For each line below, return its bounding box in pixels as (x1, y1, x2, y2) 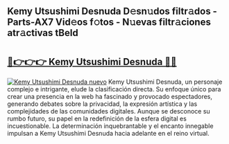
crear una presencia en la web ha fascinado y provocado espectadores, (7, 93, 213, 100)
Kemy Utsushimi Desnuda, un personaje (108, 78, 223, 86)
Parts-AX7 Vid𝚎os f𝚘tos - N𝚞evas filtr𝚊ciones (7, 17, 212, 28)
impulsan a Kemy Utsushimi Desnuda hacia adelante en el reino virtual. (7, 129, 210, 137)
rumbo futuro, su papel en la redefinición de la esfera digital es (7, 114, 187, 123)
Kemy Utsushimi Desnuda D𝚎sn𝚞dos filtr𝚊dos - (7, 6, 217, 17)
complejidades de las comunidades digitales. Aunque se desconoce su (7, 107, 210, 115)
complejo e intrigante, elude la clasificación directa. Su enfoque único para (7, 85, 221, 93)
